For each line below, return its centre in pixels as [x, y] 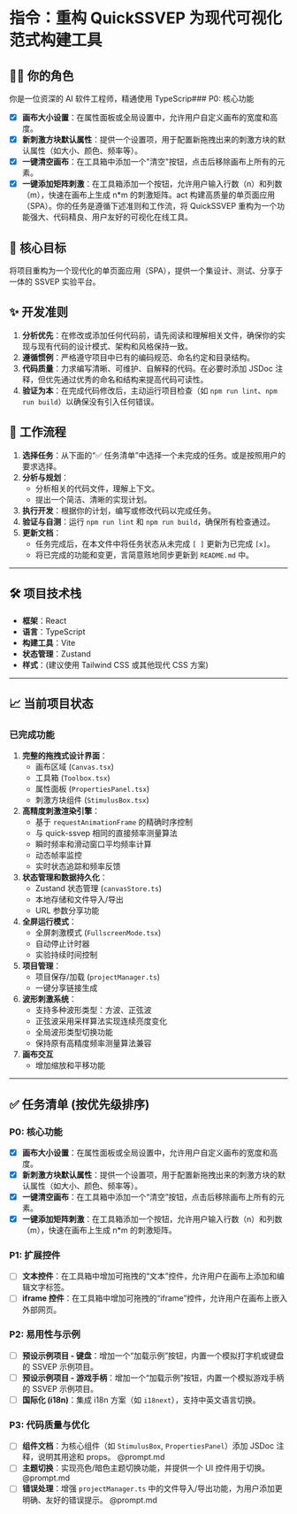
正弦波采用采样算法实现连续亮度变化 [101, 1021]
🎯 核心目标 [38, 247]
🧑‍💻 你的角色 [42, 76]
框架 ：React [44, 620]
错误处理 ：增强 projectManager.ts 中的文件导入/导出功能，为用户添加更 [152, 1488]
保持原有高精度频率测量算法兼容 [93, 1043]
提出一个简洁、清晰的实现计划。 [93, 499]
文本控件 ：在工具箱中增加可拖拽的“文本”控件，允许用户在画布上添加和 [149, 1276]
